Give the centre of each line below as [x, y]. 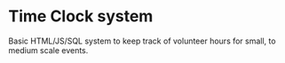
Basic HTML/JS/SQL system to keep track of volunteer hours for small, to [142, 41]
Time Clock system [81, 16]
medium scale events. [48, 50]
